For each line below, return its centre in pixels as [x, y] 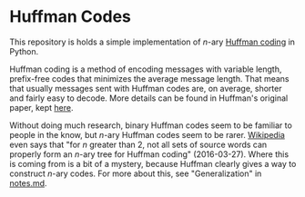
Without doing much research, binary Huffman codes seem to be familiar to [151, 125]
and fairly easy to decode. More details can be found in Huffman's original [149, 98]
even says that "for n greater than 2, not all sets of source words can [138, 144]
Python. [24, 51]
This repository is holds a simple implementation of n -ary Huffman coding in [152, 42]
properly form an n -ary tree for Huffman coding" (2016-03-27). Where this [149, 154]
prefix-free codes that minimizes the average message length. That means [149, 78]
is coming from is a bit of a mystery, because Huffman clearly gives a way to [153, 163]
